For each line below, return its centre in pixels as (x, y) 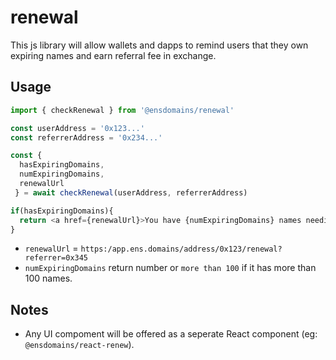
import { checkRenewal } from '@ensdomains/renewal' (122, 110)
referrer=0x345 (56, 258)
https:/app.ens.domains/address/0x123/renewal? (181, 249)
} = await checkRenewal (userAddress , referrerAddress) (131, 192)
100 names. (48, 278)
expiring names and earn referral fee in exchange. (113, 55)
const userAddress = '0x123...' (77, 128)
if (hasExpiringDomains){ (62, 211)
